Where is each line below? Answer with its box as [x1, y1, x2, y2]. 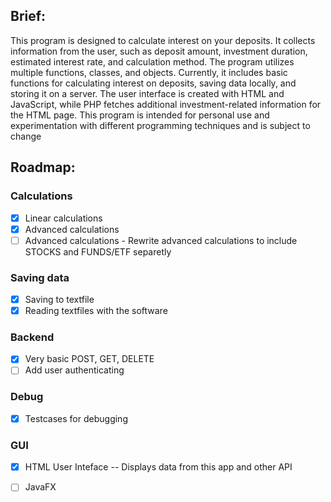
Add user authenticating [24, 364, 125, 376]
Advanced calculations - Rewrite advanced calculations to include [24, 234, 298, 246]
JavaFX [24, 481, 57, 493]
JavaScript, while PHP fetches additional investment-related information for [10, 98, 322, 110]
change [10, 130, 42, 142]
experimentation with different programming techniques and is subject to [10, 119, 311, 131]
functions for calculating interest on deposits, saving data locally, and [10, 77, 297, 89]
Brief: [10, 8, 47, 25]
